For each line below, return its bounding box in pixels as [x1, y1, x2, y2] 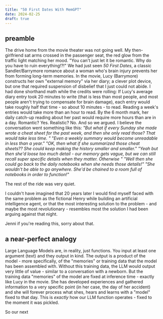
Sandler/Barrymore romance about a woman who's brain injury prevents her [5, 68, 158, 74]
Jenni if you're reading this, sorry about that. [5, 220, 95, 227]
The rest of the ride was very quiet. [5, 181, 76, 187]
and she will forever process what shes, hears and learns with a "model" [5, 289, 150, 295]
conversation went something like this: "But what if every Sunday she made [5, 125, 157, 131]
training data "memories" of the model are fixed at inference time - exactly [5, 274, 155, 279]
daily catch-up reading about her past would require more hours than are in [5, 115, 157, 120]
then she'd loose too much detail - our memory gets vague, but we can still [5, 151, 156, 157]
